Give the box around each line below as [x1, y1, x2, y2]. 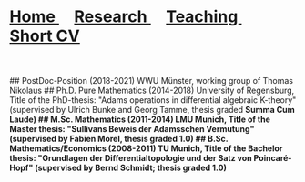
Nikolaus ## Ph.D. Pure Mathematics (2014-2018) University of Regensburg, [9, 85, 295, 96]
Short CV [9, 25, 80, 46]
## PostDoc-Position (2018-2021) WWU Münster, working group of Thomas [9, 75, 294, 86]
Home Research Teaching [9, 6, 239, 27]
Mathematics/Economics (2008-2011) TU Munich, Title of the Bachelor [9, 143, 283, 154]
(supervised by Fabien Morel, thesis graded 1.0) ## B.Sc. [9, 133, 229, 144]
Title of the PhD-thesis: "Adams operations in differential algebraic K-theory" [9, 94, 297, 106]
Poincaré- [253, 152, 292, 163]
